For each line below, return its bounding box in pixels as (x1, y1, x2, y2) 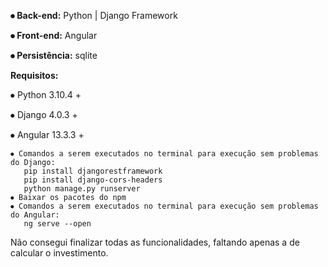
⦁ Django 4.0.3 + (10, 109, 78, 120)
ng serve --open (23, 219, 92, 229)
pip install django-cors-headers (23, 175, 163, 185)
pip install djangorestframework (23, 166, 163, 176)
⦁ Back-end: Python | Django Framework (10, 10, 178, 21)
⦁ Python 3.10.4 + (10, 89, 82, 100)
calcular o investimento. (10, 247, 109, 259)
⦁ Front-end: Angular (10, 30, 98, 41)
